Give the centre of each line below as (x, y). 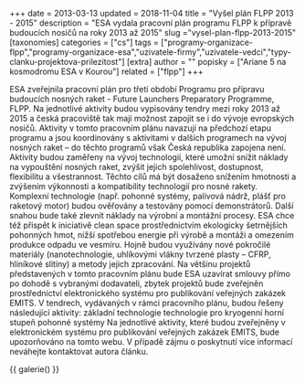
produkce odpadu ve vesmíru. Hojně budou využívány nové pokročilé (140, 245)
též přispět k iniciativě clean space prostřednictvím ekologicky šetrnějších (148, 225)
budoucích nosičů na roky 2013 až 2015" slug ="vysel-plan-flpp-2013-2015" (153, 32)
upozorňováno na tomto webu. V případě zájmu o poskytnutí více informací (151, 341)
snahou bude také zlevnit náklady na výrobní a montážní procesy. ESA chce (152, 215)
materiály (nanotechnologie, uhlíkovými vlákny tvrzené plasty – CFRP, (140, 254)
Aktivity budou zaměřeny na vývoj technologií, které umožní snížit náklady (149, 157)
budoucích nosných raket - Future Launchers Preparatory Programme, (142, 99)
